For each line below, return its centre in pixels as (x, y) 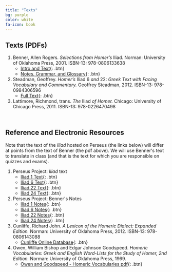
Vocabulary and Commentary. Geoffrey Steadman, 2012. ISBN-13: (83, 85)
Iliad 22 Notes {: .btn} (42, 215)
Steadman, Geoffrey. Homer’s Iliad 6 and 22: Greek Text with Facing (85, 80)
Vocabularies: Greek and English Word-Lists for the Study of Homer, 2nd (90, 253)
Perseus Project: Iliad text (40, 171)
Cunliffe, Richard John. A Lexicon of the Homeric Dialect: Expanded (84, 226)
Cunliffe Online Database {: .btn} (54, 242)
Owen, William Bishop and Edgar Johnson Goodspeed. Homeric (80, 247)
